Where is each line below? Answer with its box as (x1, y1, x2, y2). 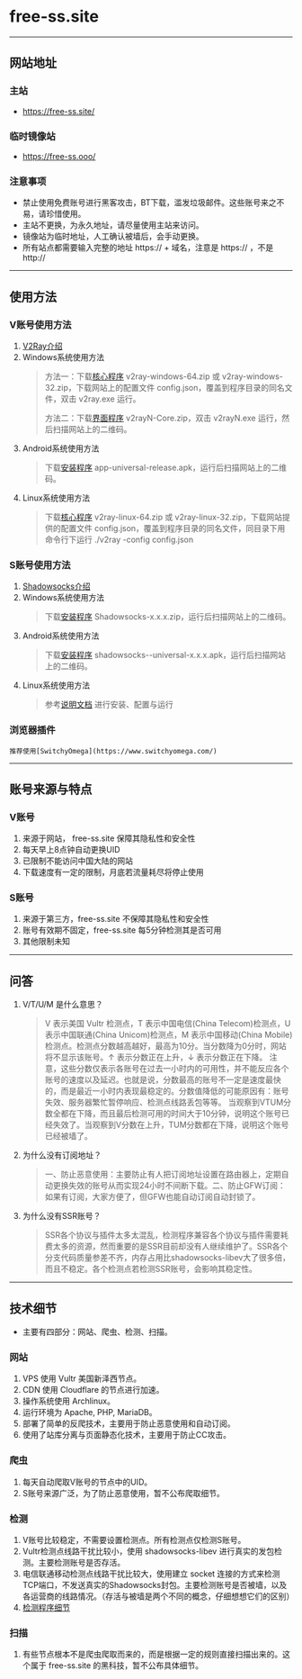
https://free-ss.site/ (22, 105, 95, 116)
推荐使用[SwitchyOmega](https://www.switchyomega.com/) (9, 746, 218, 755)
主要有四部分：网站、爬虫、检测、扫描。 (22, 1326, 173, 1338)
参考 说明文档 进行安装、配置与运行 (44, 700, 173, 710)
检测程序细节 (22, 1602, 70, 1612)
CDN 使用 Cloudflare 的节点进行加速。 (22, 1385, 164, 1395)
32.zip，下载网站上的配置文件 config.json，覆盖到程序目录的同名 (44, 382, 285, 393)
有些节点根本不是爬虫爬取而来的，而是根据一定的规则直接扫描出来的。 (22, 1649, 283, 1660)
